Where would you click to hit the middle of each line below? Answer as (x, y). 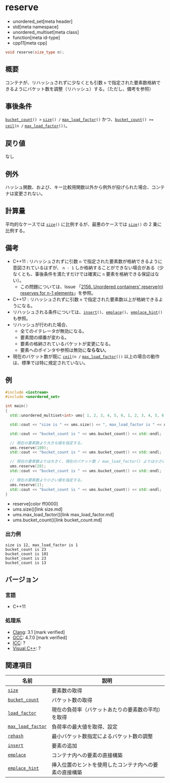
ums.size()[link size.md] (37, 509)
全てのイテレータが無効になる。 (53, 331)
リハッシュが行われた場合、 (41, 325)
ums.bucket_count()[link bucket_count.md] (57, 520)
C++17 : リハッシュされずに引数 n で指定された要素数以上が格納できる (86, 299)
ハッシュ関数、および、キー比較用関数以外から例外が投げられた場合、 (78, 187)
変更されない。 (30, 194)
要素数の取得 (67, 691)
